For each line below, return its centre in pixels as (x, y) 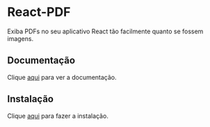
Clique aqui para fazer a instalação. (58, 116)
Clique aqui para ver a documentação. (62, 77)
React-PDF (39, 12)
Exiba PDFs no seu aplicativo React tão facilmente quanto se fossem (105, 31)
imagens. (20, 38)
